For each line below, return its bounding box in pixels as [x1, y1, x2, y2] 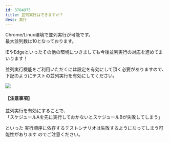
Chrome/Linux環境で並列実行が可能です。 [5, 32, 93, 38]
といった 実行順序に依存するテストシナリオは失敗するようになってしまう [5, 125, 159, 131]
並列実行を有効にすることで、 [5, 107, 68, 113]
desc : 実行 [5, 17, 27, 22]
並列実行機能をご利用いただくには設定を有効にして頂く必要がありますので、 [5, 66, 167, 72]
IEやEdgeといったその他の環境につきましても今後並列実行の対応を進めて [5, 49, 159, 55]
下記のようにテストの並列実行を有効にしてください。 [5, 73, 118, 79]
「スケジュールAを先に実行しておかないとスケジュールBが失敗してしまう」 [5, 114, 163, 120]
